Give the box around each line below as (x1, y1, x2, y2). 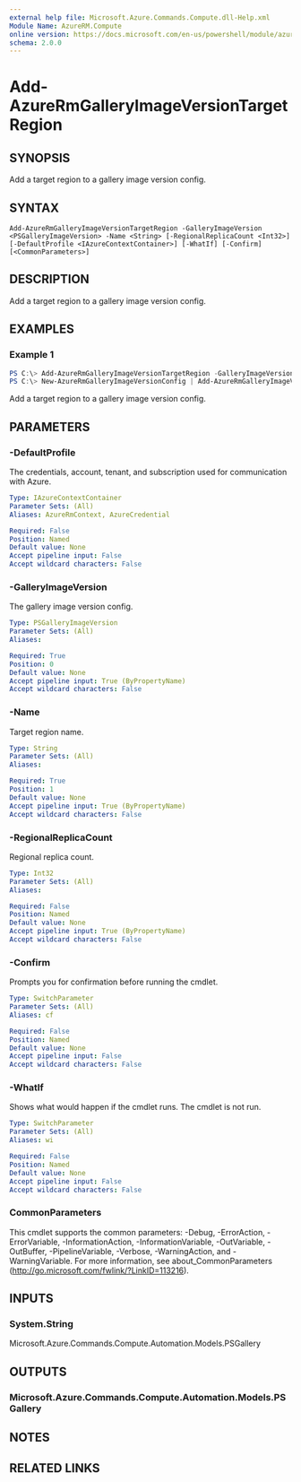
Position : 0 (9, 660, 54, 669)
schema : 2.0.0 (9, 38, 63, 48)
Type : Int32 (9, 869, 54, 878)
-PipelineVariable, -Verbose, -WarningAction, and (48, 1245, 231, 1256)
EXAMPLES (9, 322, 74, 337)
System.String (9, 1318, 74, 1330)
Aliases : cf (9, 1010, 54, 1019)
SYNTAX (9, 200, 60, 215)
